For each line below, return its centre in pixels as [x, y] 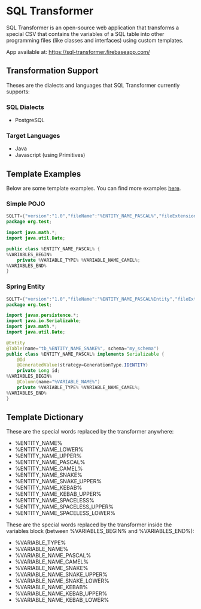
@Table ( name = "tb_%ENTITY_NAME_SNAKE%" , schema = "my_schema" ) [83, 349]
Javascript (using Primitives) [50, 155]
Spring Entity [26, 287]
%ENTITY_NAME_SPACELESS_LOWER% [65, 513]
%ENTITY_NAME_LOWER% [49, 450]
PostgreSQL [30, 120]
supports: [18, 92]
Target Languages [33, 135]
